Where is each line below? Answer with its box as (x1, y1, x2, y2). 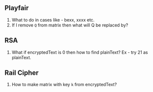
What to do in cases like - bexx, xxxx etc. (11, 17, 95, 23)
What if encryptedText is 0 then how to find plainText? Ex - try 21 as (11, 49, 148, 55)
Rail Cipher (4, 69, 39, 77)
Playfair (4, 4, 29, 12)
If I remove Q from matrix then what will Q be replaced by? (11, 22, 128, 28)
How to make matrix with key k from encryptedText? (11, 82, 117, 88)
